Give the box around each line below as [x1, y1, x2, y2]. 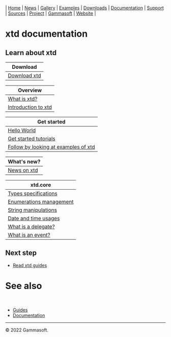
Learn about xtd [5, 48, 57, 57]
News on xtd [8, 167, 38, 173]
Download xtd [8, 72, 42, 79]
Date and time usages [8, 215, 60, 222]
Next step [5, 249, 37, 257]
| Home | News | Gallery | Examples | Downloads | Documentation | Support [5, 5, 164, 11]
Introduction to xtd [8, 103, 52, 111]
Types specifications [8, 190, 58, 197]
